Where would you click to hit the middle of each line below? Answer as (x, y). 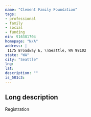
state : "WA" (17, 55)
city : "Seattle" (22, 59)
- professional (21, 19)
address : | (16, 46)
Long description (32, 97)
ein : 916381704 (21, 37)
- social (14, 28)
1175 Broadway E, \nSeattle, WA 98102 (47, 50)
